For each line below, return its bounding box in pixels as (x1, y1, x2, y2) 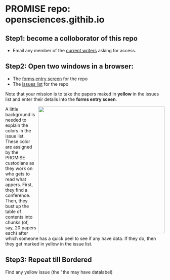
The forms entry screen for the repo (12, 76, 88, 82)
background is (5, 111, 35, 117)
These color (5, 138, 30, 145)
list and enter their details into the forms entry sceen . (5, 96, 117, 102)
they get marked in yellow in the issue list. (5, 240, 93, 247)
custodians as (5, 160, 34, 166)
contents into (5, 214, 33, 220)
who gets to (5, 170, 30, 177)
